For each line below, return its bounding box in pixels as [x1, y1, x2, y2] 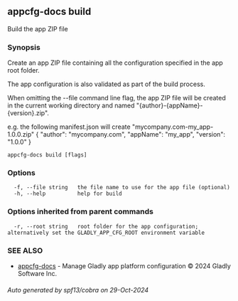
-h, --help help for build [13, 190, 122, 198]
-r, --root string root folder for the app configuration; [13, 223, 199, 230]
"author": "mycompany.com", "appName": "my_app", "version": [40, 130, 226, 139]
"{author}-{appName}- [136, 101, 203, 110]
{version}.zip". [7, 109, 50, 117]
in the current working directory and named [7, 101, 135, 110]
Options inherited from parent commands [7, 206, 154, 216]
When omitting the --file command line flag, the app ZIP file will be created [7, 94, 226, 102]
